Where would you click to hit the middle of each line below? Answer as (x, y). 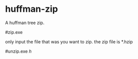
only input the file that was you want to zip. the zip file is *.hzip (69, 42)
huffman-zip (32, 9)
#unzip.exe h (18, 51)
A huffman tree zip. (25, 23)
